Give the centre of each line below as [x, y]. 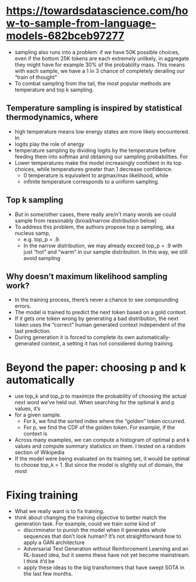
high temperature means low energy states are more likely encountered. [102, 131]
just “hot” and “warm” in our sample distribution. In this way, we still [105, 252]
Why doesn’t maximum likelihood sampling [87, 276]
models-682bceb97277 [65, 36]
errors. [23, 306]
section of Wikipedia [39, 453]
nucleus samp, [32, 233]
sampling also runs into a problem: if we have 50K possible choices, [97, 52]
